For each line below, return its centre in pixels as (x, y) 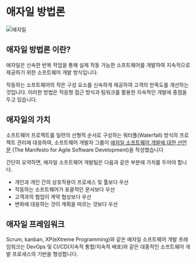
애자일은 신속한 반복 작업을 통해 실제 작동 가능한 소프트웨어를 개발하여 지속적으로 (98, 65)
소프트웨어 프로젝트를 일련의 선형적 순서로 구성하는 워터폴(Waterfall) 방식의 (92, 135)
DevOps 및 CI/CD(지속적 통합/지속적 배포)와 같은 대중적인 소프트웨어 (105, 247)
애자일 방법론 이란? (39, 50)
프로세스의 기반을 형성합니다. (45, 254)
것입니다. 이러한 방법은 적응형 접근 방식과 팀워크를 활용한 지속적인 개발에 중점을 (97, 92)
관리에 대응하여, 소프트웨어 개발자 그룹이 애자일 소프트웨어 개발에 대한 (97, 142)
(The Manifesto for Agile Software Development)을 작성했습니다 (88, 150)
